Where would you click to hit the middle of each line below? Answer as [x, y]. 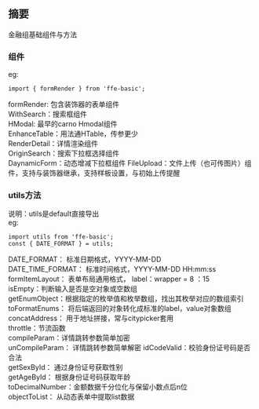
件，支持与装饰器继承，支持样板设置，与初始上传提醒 [94, 173]
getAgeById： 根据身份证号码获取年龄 [69, 377]
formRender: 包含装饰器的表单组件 [64, 104]
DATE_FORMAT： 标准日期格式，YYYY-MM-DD [85, 259]
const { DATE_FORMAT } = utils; [61, 244]
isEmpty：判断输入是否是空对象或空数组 [73, 289]
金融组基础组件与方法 [42, 35]
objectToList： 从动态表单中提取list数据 [71, 397]
